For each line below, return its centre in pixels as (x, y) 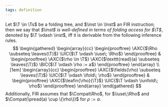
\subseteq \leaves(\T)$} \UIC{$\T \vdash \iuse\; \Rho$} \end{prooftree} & (85, 54)
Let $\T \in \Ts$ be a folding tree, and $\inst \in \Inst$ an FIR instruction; (80, 24)
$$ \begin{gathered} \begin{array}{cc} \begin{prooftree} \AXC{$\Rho (85, 48)
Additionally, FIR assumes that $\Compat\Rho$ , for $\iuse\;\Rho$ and (77, 93)
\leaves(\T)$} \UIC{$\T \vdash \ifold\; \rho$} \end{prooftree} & (85, 75)
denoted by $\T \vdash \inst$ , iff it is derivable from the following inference (83, 35)
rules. (11, 40)
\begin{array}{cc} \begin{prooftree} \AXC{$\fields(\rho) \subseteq (92, 70)
